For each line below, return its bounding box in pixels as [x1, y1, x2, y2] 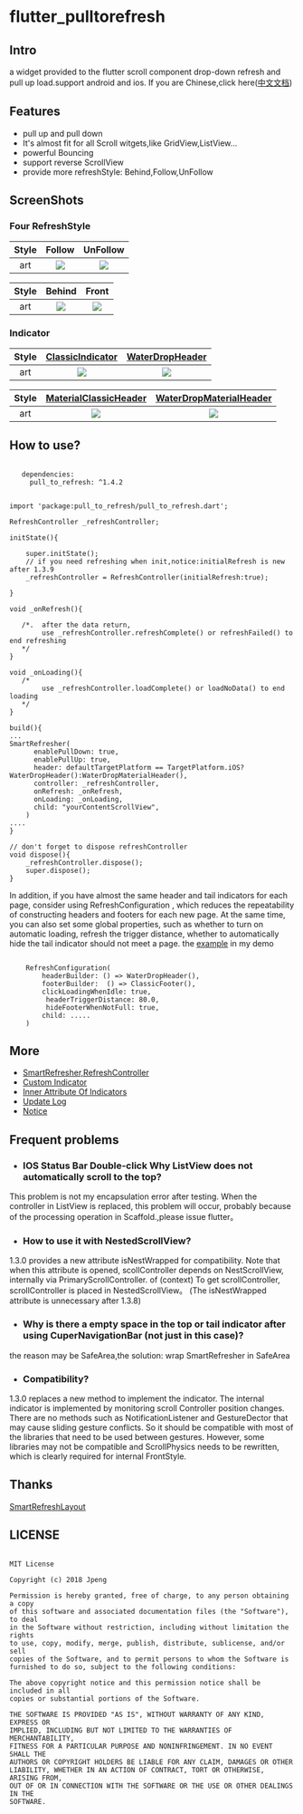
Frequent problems [9, 1132, 119, 1147]
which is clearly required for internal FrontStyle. [9, 1451, 187, 1462]
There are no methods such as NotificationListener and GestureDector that [9, 1413, 289, 1423]
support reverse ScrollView [22, 157, 125, 168]
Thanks [9, 1477, 53, 1492]
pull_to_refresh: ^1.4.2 [29, 477, 124, 486]
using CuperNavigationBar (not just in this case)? [22, 1329, 244, 1342]
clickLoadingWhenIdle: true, [42, 987, 152, 996]
